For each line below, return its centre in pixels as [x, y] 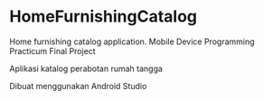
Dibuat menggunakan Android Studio [78, 86]
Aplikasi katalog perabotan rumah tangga [86, 68]
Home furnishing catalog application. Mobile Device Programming [132, 41]
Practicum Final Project [53, 50]
